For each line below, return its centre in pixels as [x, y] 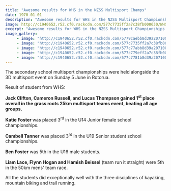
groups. [14, 109]
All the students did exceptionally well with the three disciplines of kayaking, [85, 178]
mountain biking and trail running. [40, 183]
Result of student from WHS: [35, 87]
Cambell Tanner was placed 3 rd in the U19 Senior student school [73, 135]
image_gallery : [21, 34]
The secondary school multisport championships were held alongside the [82, 72]
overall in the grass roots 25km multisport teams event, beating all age [81, 104]
